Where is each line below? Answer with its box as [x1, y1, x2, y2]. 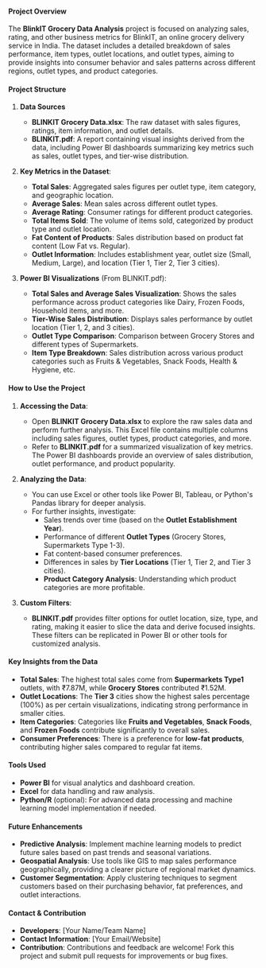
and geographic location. [31, 191, 114, 200]
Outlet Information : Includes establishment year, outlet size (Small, [31, 250, 252, 259]
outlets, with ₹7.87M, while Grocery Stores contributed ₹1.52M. [19, 682, 226, 692]
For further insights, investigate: [31, 506, 137, 516]
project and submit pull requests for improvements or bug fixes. [19, 951, 229, 961]
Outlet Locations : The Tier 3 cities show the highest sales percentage [19, 691, 250, 701]
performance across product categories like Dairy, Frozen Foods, [31, 297, 245, 307]
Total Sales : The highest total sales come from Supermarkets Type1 [19, 674, 245, 684]
